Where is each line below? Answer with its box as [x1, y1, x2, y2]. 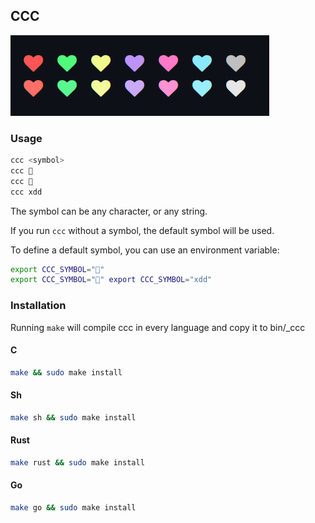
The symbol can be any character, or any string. [10, 205, 208, 217]
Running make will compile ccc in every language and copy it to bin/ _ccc [10, 321, 306, 333]
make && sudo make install [10, 367, 123, 378]
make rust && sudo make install [10, 458, 145, 468]
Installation [10, 299, 67, 313]
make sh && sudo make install [10, 412, 137, 423]
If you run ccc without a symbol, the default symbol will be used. [10, 224, 275, 236]
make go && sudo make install [10, 503, 137, 513]
